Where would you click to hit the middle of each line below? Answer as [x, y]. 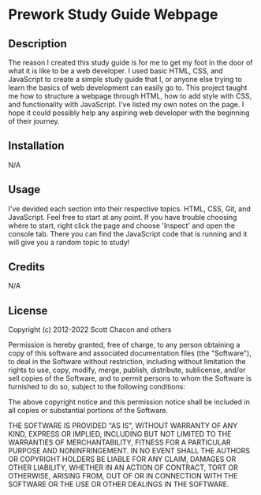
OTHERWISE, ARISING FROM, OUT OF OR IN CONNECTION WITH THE [123, 476]
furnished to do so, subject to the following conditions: [97, 387]
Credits [27, 267]
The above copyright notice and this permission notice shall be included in [129, 402]
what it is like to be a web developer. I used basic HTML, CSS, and [116, 71]
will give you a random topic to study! [69, 242]
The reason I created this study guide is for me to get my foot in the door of [130, 62]
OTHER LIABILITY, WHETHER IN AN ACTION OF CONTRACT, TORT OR [123, 467]
